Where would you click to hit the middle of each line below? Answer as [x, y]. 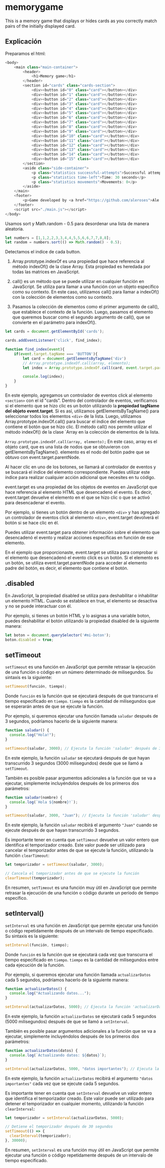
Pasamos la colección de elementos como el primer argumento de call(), [85, 307]
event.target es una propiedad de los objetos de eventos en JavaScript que [81, 487]
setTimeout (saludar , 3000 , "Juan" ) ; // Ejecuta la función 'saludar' [78, 816]
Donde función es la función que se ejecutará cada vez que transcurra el [79, 954]
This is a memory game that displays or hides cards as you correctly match [81, 21]
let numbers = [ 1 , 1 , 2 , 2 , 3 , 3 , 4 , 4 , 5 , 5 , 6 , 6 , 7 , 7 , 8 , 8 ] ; [58, 238]
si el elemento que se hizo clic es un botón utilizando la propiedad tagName [82, 406]
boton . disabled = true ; [29, 640]
